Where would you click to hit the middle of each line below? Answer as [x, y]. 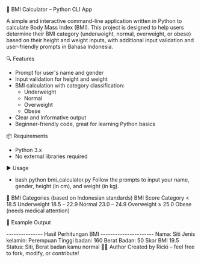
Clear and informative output [51, 117]
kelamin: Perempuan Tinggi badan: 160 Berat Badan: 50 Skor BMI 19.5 [93, 240]
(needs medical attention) [38, 211]
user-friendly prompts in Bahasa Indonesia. [60, 46]
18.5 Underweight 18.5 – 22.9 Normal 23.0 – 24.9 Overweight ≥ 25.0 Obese [99, 204]
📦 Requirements [27, 136]
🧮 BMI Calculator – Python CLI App [49, 9]
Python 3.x [28, 150]
